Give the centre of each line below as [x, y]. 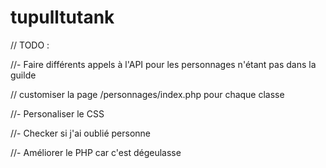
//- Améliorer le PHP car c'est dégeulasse [96, 152]
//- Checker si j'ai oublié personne [80, 133]
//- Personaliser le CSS [57, 113]
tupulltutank [62, 17]
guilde [23, 75]
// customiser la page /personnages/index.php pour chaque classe [147, 94]
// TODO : [30, 45]
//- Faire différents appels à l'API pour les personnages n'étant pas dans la [163, 64]
